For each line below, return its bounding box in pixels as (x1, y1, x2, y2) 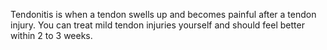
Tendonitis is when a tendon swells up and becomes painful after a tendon (10, 9, 317, 20)
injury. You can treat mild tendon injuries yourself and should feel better (10, 19, 305, 31)
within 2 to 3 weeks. (10, 30, 93, 41)
